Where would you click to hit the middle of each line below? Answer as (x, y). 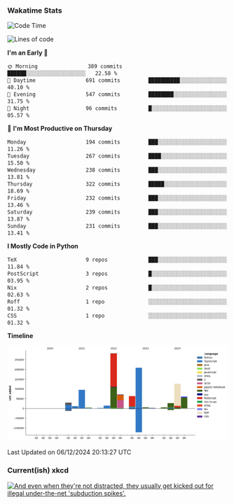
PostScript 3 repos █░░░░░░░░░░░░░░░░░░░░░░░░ (117, 274)
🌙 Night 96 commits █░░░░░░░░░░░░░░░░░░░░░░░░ (117, 108)
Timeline (20, 336)
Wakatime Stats (35, 10)
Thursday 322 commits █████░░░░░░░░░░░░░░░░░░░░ (117, 184)
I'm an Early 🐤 (28, 53)
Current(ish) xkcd (38, 470)
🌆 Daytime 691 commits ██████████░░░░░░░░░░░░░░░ (117, 80)
